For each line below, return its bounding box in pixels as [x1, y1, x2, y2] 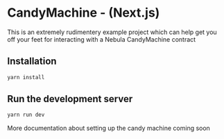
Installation [7, 56, 57, 67]
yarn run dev [7, 111, 45, 119]
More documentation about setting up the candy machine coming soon [7, 124, 210, 133]
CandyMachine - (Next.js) [7, 5, 160, 21]
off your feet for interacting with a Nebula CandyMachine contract [7, 35, 196, 43]
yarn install [7, 74, 45, 81]
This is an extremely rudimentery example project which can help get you [7, 28, 217, 36]
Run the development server [7, 93, 133, 105]
